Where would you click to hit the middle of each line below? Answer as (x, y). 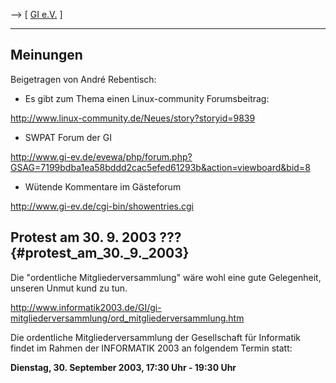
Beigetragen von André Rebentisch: (83, 79)
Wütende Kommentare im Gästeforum (103, 186)
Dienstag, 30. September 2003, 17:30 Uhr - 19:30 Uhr (123, 367)
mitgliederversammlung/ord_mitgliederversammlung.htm (127, 318)
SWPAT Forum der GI (68, 137)
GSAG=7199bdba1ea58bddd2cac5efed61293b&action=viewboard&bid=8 (160, 167)
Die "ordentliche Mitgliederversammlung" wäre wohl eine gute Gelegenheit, (166, 277)
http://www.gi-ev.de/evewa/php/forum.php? (101, 156)
